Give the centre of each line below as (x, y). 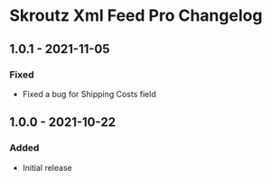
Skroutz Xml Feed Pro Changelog (136, 16)
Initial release (47, 167)
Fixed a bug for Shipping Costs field (89, 94)
